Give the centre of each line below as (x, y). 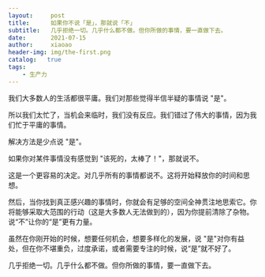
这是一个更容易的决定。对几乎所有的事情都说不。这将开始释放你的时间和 (125, 175)
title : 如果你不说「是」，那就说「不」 (72, 23)
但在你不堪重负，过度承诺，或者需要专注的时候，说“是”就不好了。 (129, 248)
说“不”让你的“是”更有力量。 (52, 222)
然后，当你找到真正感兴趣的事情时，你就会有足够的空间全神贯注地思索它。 (129, 202)
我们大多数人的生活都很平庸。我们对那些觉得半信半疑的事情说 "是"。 (119, 98)
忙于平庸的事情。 (43, 124)
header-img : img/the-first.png (60, 52)
